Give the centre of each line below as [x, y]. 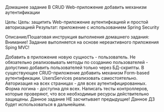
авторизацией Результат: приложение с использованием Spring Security [82, 27]
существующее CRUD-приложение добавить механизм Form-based [77, 73]
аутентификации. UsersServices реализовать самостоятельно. [71, 78]
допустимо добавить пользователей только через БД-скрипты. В [75, 67]
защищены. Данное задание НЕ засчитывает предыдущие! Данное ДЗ [80, 99]
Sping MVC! [17, 47]
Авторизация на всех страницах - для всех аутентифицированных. [76, 83]
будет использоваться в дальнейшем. [45, 104]
